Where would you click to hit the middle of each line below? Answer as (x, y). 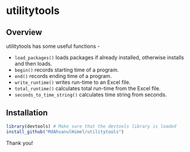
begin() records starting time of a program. (67, 70)
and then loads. (33, 63)
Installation (27, 113)
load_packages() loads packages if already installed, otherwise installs (99, 57)
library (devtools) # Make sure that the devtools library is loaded (91, 126)
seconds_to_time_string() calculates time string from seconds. (91, 95)
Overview (24, 32)
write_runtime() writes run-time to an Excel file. (72, 82)
